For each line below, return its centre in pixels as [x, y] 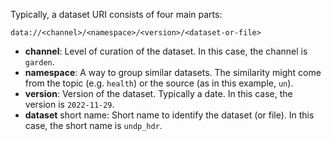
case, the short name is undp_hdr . [93, 125]
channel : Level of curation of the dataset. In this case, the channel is [166, 51]
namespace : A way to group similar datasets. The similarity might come [173, 72]
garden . [39, 62]
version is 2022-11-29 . [69, 104]
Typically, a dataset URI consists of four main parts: [116, 14]
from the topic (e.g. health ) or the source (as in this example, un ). [159, 83]
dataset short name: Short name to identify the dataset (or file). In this [169, 115]
